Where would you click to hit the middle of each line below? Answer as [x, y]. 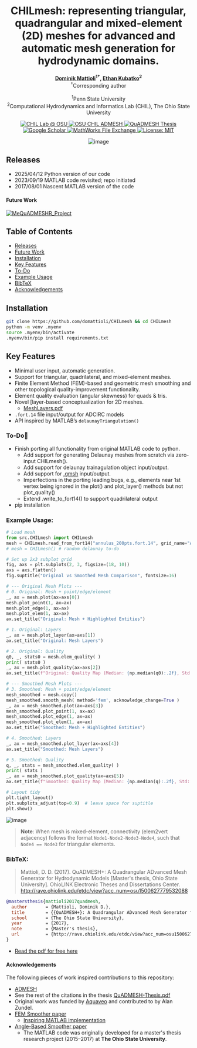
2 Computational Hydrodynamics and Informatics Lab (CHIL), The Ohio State [98, 105]
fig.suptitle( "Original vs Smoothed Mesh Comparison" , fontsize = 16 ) [91, 576]
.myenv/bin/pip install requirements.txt [57, 338]
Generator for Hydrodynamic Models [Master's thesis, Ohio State [99, 878]
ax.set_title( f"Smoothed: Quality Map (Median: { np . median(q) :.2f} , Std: [98, 782]
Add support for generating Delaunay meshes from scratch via [99, 455]
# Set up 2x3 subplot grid [39, 559]
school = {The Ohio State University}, [68, 918]
